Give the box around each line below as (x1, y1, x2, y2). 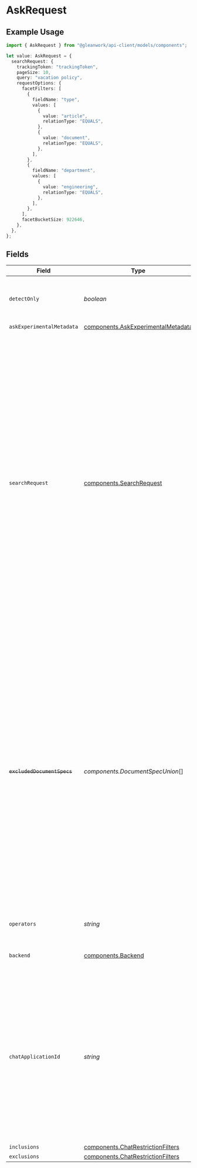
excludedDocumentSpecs (9, 768, 72, 775)
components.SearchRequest (84, 479, 162, 487)
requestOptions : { (16, 80, 62, 86)
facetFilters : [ (21, 86, 62, 92)
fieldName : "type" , (32, 96, 80, 103)
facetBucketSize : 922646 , (21, 217, 85, 223)
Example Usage (6, 27, 64, 37)
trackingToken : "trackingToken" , (16, 64, 98, 70)
